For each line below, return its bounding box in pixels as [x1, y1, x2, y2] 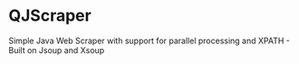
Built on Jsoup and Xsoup [8, 44, 105, 55]
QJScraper [8, 5, 92, 26]
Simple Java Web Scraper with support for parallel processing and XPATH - [8, 35, 291, 46]
